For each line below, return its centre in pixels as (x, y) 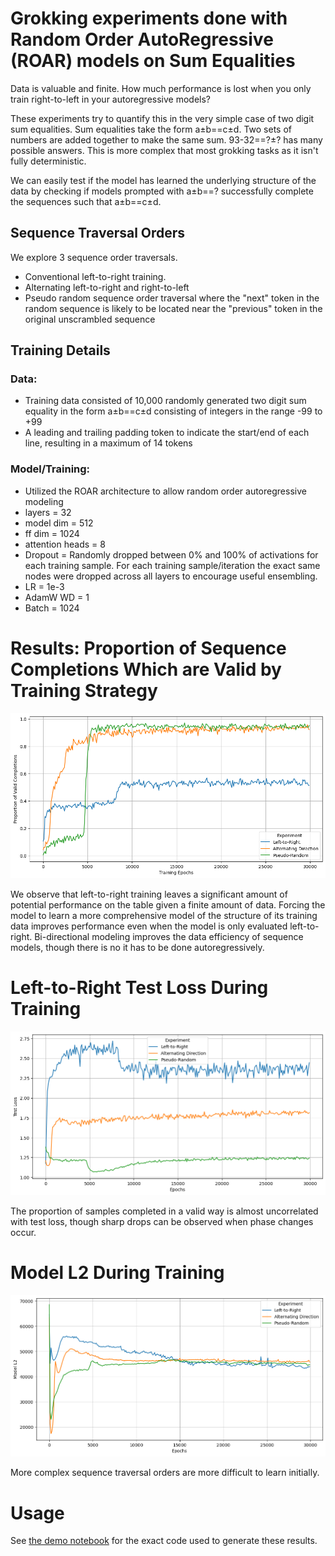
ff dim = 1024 (52, 533)
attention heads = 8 (65, 544)
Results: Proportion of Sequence (148, 648)
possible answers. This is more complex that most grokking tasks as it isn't (164, 150)
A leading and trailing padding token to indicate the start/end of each (167, 433)
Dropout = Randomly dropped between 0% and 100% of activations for (171, 554)
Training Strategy (84, 690)
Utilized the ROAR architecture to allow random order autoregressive (165, 491)
